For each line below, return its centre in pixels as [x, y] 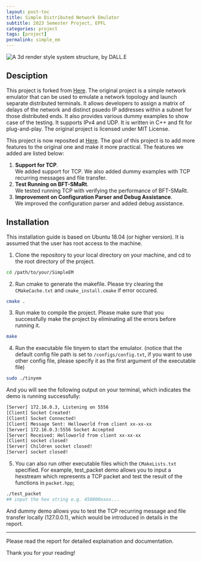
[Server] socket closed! [37, 452]
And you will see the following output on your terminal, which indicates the [99, 390]
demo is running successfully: [44, 396]
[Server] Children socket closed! [50, 446]
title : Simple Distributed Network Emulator [63, 17]
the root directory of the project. [55, 261]
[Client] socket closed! [37, 441]
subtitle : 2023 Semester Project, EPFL [56, 23]
